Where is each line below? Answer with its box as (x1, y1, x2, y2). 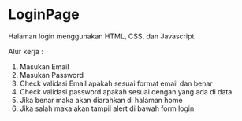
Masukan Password (19, 70, 84, 79)
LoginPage (8, 5, 80, 24)
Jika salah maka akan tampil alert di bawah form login (19, 104, 195, 113)
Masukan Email (19, 61, 69, 71)
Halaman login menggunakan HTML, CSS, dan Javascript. (8, 31, 197, 41)
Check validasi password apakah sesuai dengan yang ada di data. (19, 86, 235, 96)
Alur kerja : (8, 46, 43, 56)
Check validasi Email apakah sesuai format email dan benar (19, 79, 213, 88)
